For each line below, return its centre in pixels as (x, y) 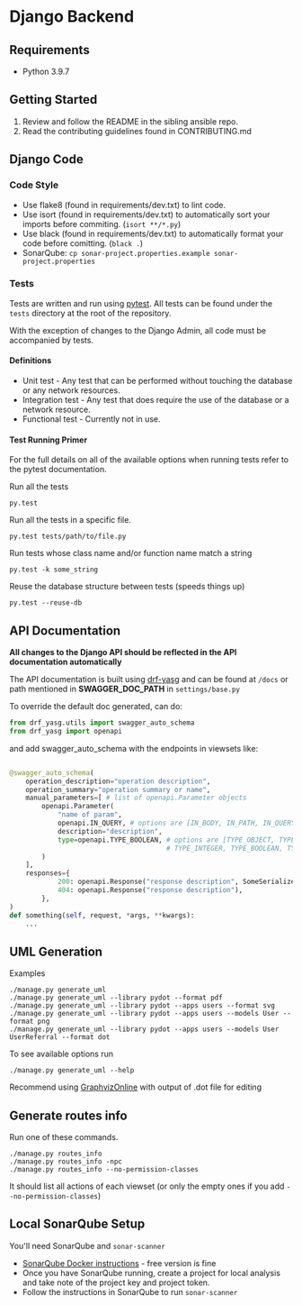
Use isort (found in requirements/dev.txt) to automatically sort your (146, 214)
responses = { (48, 873)
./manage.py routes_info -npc (66, 1162)
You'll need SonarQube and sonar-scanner (88, 1246)
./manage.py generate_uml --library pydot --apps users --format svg (142, 1006)
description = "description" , (110, 831)
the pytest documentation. (58, 470)
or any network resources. (71, 390)
